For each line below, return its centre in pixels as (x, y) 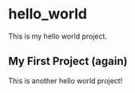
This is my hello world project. (58, 36)
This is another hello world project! (66, 80)
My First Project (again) (68, 61)
